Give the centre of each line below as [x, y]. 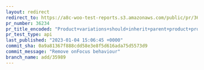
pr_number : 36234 [28, 23]
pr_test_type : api [29, 35]
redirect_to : [22, 18]
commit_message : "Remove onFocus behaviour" [63, 52]
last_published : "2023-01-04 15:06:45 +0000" [64, 40]
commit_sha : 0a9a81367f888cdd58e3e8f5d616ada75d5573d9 [77, 46]
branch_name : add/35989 [36, 57]
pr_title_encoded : [29, 29]
